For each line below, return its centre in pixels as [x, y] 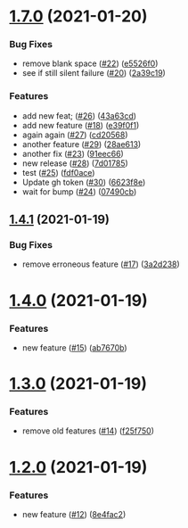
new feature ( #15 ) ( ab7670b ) [74, 347]
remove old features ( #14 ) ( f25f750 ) [88, 431]
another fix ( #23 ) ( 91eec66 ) [73, 153]
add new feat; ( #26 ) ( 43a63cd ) [79, 115]
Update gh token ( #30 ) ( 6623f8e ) [84, 182]
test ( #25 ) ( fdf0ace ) [58, 172]
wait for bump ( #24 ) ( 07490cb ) [79, 191]
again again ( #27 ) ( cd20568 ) [75, 135]
